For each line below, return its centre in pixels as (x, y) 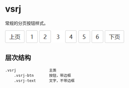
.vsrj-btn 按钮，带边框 (42, 75)
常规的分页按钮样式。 (26, 23)
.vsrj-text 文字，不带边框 (44, 81)
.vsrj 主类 (31, 70)
